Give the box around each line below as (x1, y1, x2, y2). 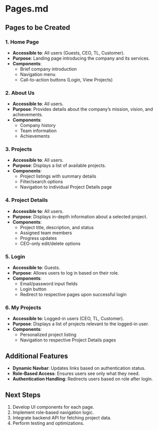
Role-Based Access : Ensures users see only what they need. (12, 370, 140, 377)
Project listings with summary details (20, 173, 97, 180)
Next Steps (5, 391, 41, 399)
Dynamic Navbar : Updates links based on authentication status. (12, 365, 146, 371)
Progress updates (20, 235, 57, 241)
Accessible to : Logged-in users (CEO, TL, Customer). (12, 316, 124, 322)
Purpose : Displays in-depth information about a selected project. (12, 213, 147, 220)
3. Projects (5, 146, 32, 153)
